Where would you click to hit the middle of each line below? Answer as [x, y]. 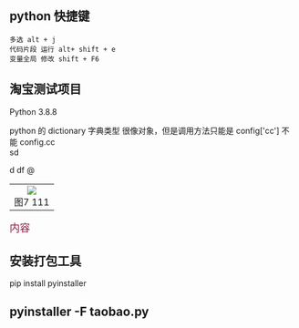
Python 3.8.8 [33, 111]
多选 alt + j [33, 39]
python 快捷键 [50, 16]
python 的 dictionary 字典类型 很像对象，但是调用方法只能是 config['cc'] [144, 130]
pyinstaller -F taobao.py [79, 312]
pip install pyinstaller [48, 283]
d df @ [22, 169]
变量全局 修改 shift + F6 [55, 59]
